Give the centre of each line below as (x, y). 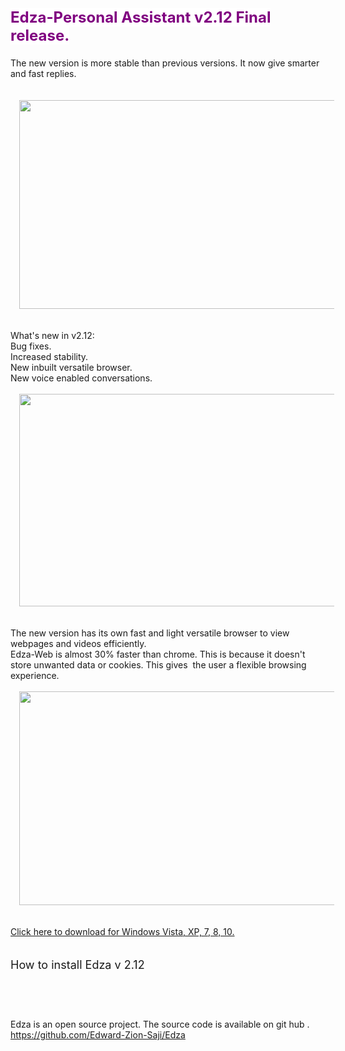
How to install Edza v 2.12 (77, 965)
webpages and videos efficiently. (78, 643)
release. (40, 35)
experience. (35, 675)
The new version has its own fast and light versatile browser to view (150, 633)
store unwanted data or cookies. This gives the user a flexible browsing (158, 665)
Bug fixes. (31, 346)
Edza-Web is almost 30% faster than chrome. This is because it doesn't (158, 654)
